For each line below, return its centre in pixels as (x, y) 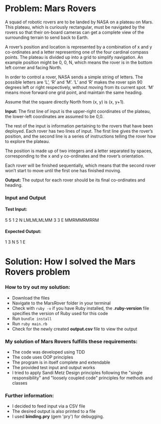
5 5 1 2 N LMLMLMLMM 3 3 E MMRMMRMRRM (52, 220)
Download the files (31, 298)
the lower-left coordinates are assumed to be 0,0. (54, 116)
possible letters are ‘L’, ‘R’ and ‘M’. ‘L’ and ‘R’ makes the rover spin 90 (74, 82)
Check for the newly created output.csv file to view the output (74, 329)
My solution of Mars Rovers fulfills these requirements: (71, 341)
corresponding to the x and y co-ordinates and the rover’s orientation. (75, 156)
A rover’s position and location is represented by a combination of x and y (79, 47)
